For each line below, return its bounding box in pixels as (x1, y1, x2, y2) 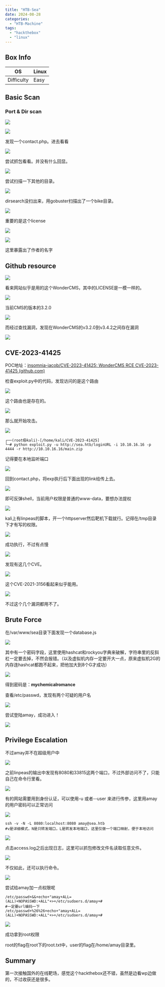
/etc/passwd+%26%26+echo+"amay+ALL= (5, 908, 81, 913)
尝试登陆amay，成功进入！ (5, 712, 60, 718)
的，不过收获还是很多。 (5, 977, 53, 983)
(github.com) (19, 368, 45, 373)
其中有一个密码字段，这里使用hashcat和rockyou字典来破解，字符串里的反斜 (5, 649, 159, 655)
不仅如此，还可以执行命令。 (5, 864, 62, 870)
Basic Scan (5, 93, 41, 102)
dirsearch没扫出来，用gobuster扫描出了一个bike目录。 (5, 198, 116, 204)
